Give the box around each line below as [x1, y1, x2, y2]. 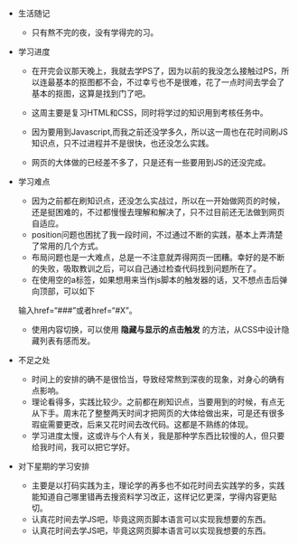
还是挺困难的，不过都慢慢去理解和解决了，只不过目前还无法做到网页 [31, 207, 285, 217]
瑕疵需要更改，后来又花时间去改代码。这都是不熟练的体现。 [31, 419, 254, 429]
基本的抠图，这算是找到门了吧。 [31, 89, 151, 98]
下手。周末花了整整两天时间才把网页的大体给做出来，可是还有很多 [39, 408, 285, 418]
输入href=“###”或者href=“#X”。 [17, 305, 137, 315]
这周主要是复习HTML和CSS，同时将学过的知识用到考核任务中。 [31, 108, 268, 117]
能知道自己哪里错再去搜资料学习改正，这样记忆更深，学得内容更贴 [31, 492, 277, 502]
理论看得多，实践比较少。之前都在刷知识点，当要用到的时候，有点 [31, 397, 277, 407]
